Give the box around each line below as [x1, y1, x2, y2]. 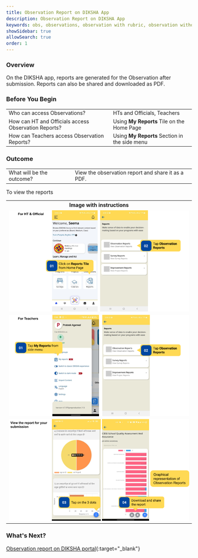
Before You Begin [6, 95, 57, 103]
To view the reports [6, 189, 54, 196]
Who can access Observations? [8, 110, 85, 117]
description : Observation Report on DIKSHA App [6, 15, 126, 22]
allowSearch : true [6, 34, 51, 41]
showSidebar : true [6, 28, 51, 34]
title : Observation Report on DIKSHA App [6, 9, 110, 15]
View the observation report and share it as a [74, 169, 184, 176]
